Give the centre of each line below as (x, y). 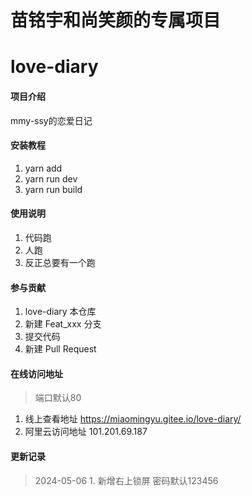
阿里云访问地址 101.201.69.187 (86, 432)
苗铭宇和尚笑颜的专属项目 (116, 20)
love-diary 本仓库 (60, 312)
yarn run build (53, 189)
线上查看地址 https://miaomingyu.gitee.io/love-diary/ (133, 419)
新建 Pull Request (60, 349)
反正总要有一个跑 (60, 262)
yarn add (43, 168)
